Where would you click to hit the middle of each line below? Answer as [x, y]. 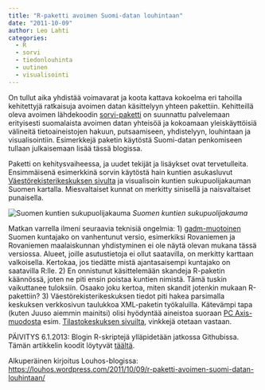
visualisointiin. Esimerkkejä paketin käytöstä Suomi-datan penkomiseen [125, 139]
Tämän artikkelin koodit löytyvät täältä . [72, 345]
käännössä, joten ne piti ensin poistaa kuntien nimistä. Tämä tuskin [118, 279]
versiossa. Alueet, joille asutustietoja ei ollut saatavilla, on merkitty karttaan [131, 253]
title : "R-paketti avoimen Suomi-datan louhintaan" [95, 16]
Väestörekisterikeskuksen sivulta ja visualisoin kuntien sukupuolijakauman [130, 181]
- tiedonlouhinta [44, 60]
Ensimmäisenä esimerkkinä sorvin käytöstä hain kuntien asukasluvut [121, 172]
